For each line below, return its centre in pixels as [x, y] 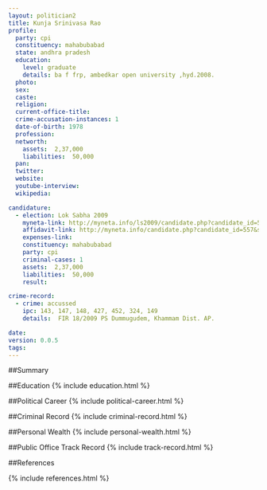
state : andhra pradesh [53, 53]
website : [30, 179]
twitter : [30, 171]
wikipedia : [33, 193]
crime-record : [32, 296]
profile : [23, 30]
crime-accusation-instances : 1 [67, 120]
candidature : [30, 208]
